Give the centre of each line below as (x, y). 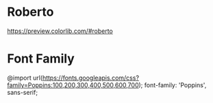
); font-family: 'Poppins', (173, 85)
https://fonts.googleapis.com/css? (90, 78)
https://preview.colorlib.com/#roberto (60, 31)
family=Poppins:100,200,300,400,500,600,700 (73, 85)
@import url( (25, 78)
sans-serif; (23, 92)
